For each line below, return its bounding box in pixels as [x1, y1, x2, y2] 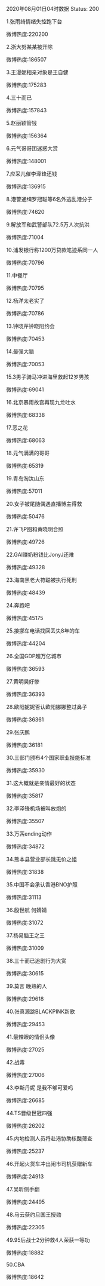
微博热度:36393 [6, 690, 45, 698]
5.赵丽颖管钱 [6, 119, 37, 127]
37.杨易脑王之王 [6, 932, 45, 939]
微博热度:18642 [6, 1273, 44, 1280]
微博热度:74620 [6, 208, 45, 215]
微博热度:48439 [6, 589, 46, 596]
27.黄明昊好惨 [6, 678, 40, 685]
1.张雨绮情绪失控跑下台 [6, 18, 63, 25]
